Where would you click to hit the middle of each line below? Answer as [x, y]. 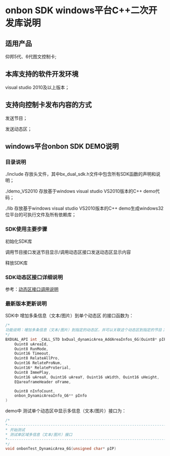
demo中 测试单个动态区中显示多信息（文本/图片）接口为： [66, 411]
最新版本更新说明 [26, 304]
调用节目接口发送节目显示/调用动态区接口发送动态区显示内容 [68, 252]
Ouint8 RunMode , [32, 349]
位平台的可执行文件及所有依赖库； [41, 215]
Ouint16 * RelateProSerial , [43, 368]
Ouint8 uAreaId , [32, 344]
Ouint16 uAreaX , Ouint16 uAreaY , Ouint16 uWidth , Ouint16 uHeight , [87, 377]
